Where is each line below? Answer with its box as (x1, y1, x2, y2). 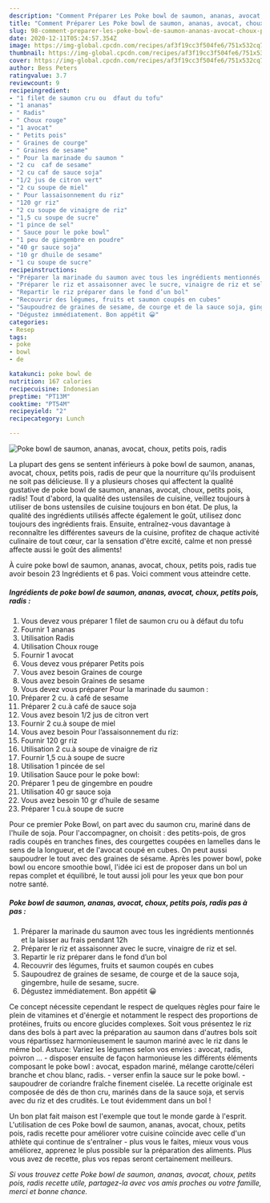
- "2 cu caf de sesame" (9, 162, 92, 170)
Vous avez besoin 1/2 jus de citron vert (20, 710, 149, 719)
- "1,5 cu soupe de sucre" (9, 214, 99, 222)
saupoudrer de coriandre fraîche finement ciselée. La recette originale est (9, 1078, 253, 1088)
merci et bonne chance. (9, 1186, 88, 1196)
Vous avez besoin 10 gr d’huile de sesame (20, 795, 159, 804)
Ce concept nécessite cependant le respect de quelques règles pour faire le (9, 1001, 260, 1011)
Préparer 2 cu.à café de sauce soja (20, 701, 137, 711)
